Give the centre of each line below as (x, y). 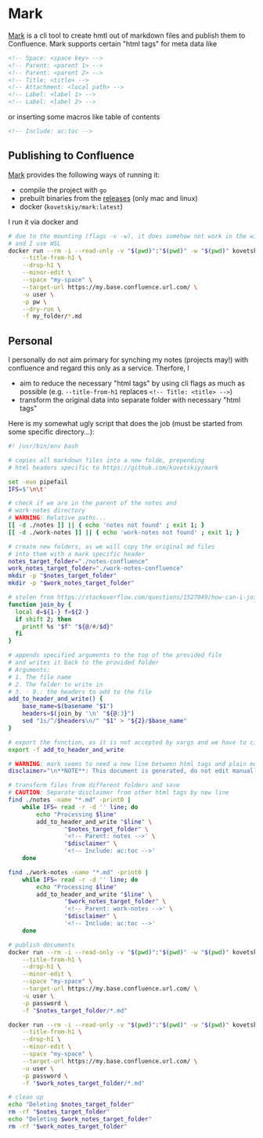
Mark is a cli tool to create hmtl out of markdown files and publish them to (127, 35)
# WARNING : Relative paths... (58, 518)
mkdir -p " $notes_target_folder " (63, 576)
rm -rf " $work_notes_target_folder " (68, 1126)
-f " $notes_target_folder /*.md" (75, 1010)
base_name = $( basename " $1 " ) (68, 706)
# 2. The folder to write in (56, 684)
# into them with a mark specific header (77, 554)
